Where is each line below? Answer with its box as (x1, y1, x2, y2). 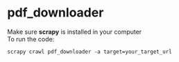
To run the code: (7, 34, 55, 43)
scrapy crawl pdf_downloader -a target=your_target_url (7, 48, 172, 55)
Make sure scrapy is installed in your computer (7, 28, 142, 36)
